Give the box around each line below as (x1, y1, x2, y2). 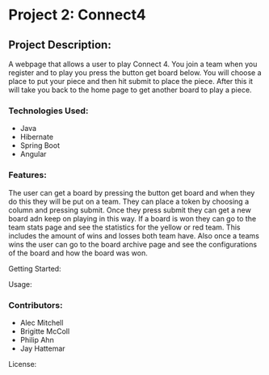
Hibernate (19, 132, 54, 142)
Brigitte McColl (19, 326, 70, 336)
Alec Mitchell (19, 318, 64, 327)
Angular (19, 150, 47, 159)
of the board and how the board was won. (8, 248, 148, 258)
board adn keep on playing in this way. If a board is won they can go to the (8, 213, 257, 223)
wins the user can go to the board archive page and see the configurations (8, 239, 257, 249)
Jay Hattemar (19, 343, 66, 353)
